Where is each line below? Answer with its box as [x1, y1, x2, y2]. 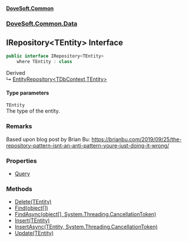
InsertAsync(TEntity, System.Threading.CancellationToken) [14, 223, 158, 230]
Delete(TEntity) [14, 198, 52, 205]
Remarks [6, 122, 32, 130]
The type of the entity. [6, 107, 60, 115]
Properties [6, 156, 37, 165]
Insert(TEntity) [14, 217, 50, 224]
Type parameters [6, 89, 50, 96]
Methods [6, 185, 32, 193]
